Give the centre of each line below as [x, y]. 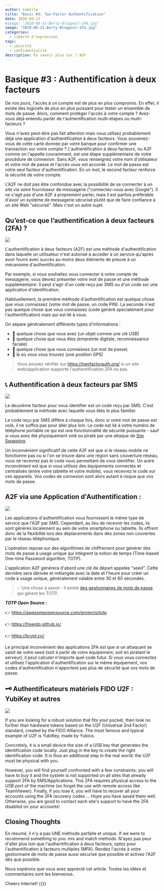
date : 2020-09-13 [23, 19]
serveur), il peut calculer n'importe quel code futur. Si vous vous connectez [81, 657]
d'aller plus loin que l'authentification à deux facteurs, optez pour [71, 844]
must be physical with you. [32, 761]
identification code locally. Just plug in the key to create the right [70, 750]
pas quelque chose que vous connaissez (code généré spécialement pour [80, 310]
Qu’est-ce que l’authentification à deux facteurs [80, 220]
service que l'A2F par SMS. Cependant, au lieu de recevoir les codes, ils [78, 523]
